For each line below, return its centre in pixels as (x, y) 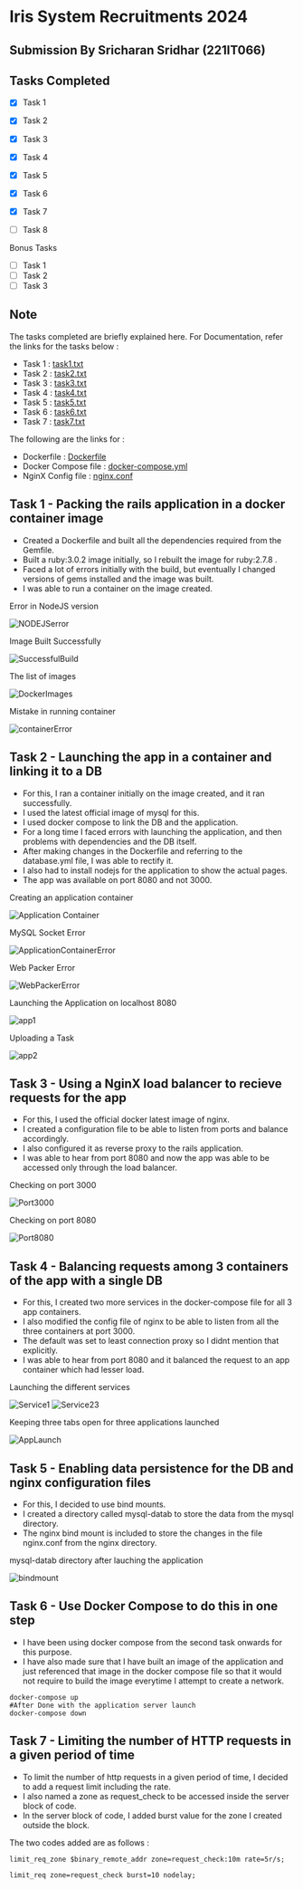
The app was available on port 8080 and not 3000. (117, 879)
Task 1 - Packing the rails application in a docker (147, 504)
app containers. (52, 1312)
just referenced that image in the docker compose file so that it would (152, 1671)
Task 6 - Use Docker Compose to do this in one (144, 1606)
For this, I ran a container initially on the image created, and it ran (143, 793)
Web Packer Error (42, 967)
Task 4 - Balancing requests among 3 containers (149, 1266)
